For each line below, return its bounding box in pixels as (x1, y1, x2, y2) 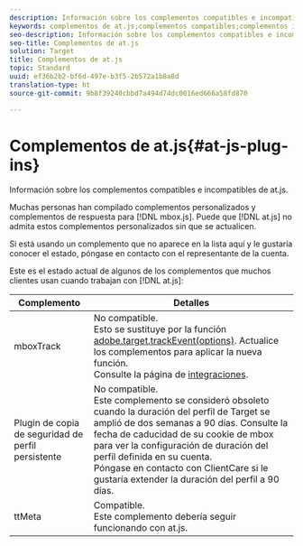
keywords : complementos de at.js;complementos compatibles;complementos (9, 22, 289, 31)
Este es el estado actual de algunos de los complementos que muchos (9, 265, 271, 276)
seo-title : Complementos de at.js (9, 38, 140, 48)
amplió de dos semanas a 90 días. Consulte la (93, 417, 289, 430)
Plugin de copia (14, 417, 79, 430)
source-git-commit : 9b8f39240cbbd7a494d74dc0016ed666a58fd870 (9, 88, 248, 97)
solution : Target (9, 47, 75, 56)
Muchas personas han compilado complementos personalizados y (9, 202, 256, 213)
